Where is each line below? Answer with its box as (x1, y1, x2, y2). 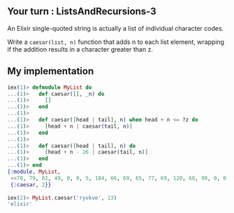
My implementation (7, 66, 94, 78)
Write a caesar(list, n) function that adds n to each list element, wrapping (7, 38, 225, 46)
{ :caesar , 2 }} (10, 181, 52, 188)
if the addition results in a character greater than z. (7, 45, 154, 53)
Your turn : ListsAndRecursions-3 (7, 6, 157, 17)
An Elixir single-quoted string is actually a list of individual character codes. (7, 24, 224, 32)
